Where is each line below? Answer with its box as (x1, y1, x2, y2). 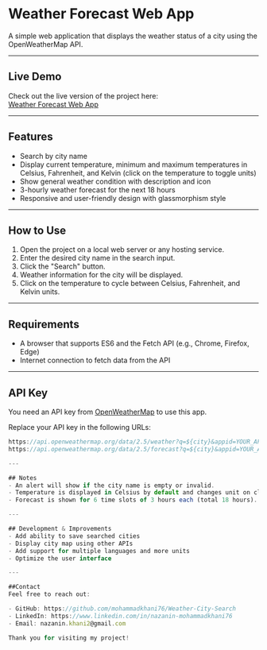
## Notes (8, 474, 37, 482)
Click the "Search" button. (19, 261, 106, 271)
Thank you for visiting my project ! (8, 633, 130, 642)
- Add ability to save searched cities (8, 532, 141, 540)
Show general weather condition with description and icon (19, 176, 211, 186)
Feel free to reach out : (8, 590, 91, 598)
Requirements (8, 317, 79, 331)
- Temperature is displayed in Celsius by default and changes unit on (8, 489, 250, 497)
